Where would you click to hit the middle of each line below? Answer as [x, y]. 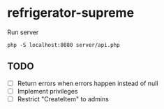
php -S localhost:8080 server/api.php [64, 45]
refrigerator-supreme [71, 13]
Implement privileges [47, 91]
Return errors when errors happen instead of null [88, 83]
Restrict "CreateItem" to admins [63, 99]
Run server [23, 32]
